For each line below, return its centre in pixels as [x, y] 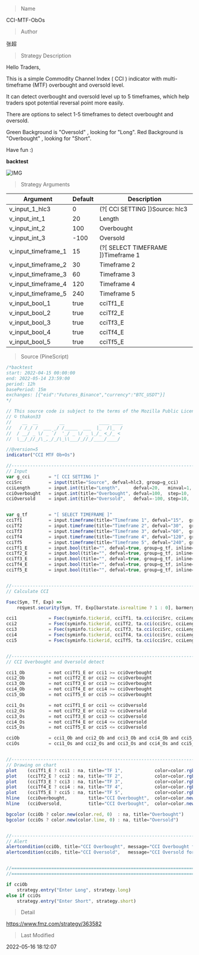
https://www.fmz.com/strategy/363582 [54, 924]
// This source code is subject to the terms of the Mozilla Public [92, 411]
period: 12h [21, 384]
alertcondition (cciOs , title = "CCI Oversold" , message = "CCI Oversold [95, 852]
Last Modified [37, 935]
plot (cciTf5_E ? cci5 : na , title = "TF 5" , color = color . [96, 793]
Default [83, 199]
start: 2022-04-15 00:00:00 [41, 373]
